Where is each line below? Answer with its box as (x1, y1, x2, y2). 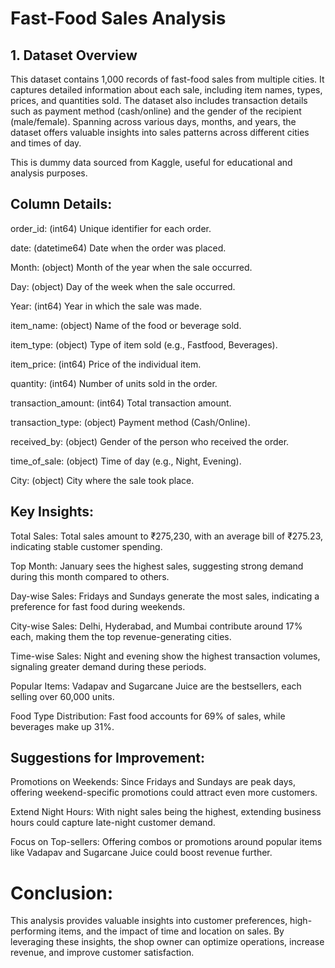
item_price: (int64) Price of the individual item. (10, 358, 202, 370)
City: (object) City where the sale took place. (10, 474, 195, 486)
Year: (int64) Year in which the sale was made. (10, 300, 202, 312)
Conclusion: (10, 882, 114, 904)
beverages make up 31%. (10, 720, 115, 732)
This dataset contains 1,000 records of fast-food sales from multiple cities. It (10, 73, 325, 85)
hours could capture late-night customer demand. (10, 817, 216, 829)
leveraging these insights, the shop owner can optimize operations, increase (10, 936, 325, 948)
